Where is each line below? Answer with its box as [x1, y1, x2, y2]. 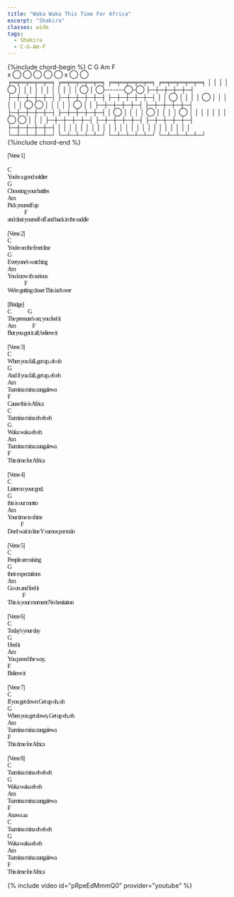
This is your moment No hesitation [7, 598, 74, 606]
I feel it [7, 641, 20, 649]
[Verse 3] [7, 343, 25, 351]
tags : [7, 30, 23, 38]
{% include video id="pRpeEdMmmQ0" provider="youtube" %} [7, 881, 193, 890]
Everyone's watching [7, 258, 48, 266]
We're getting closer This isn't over [7, 286, 72, 294]
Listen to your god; [7, 485, 44, 493]
